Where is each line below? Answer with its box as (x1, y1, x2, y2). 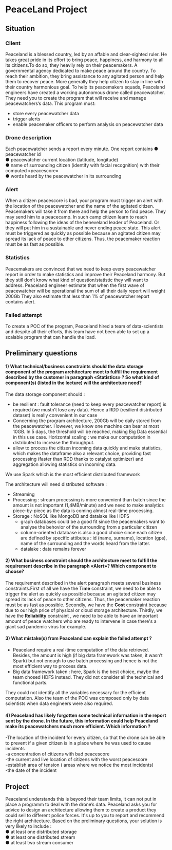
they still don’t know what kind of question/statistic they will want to (5, 277, 149, 283)
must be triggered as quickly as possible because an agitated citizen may (5, 230, 161, 237)
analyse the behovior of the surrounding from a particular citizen (20, 523, 158, 530)
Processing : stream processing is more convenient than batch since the (12, 496, 166, 502)
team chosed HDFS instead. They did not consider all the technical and (12, 674, 163, 680)
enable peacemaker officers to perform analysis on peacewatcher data (12, 121, 163, 127)
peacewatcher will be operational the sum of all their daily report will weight (5, 287, 165, 294)
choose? (5, 568, 25, 574)
